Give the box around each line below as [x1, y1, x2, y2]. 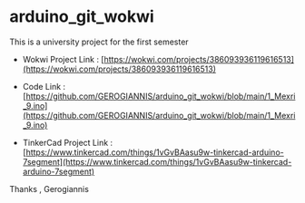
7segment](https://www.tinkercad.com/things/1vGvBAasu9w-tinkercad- [22, 156, 292, 167]
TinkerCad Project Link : [22, 137, 113, 148]
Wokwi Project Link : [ [22, 53, 104, 64]
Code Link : [22, 81, 66, 92]
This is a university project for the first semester [9, 36, 189, 47]
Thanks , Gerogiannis [9, 183, 89, 194]
